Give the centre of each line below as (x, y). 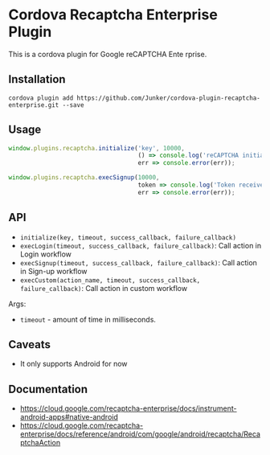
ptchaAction (40, 443)
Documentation (48, 389)
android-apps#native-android (69, 417)
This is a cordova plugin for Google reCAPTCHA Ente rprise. (108, 54)
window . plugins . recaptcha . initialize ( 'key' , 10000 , (96, 148)
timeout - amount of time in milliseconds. (88, 319)
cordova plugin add (41, 98)
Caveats (29, 344)
